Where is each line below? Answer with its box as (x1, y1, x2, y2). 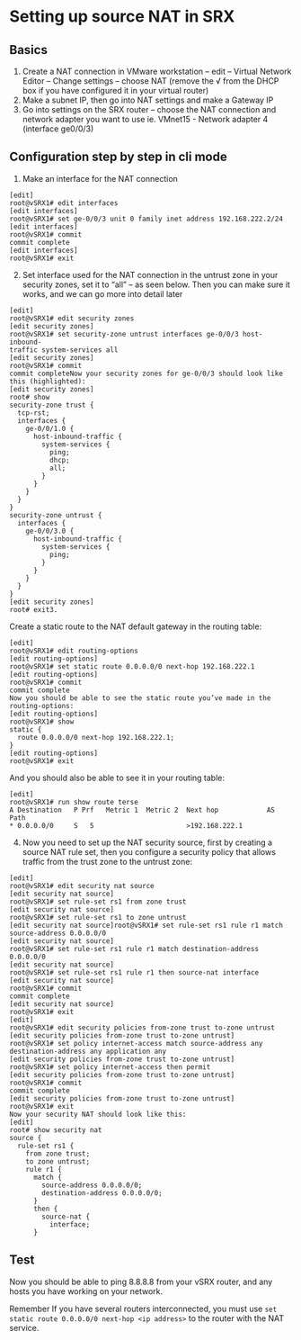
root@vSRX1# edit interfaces (9, 198, 119, 208)
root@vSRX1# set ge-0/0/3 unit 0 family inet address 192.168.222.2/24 (9, 214, 283, 223)
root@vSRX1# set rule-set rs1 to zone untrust (9, 913, 187, 922)
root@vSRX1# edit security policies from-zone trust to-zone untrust (9, 1023, 276, 1032)
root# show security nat (9, 1125, 102, 1135)
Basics (9, 42, 48, 58)
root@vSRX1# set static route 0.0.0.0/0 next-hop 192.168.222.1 (9, 661, 255, 671)
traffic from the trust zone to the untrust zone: (22, 856, 193, 867)
